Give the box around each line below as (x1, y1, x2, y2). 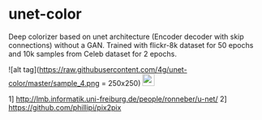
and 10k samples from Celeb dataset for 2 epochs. (8, 49, 177, 58)
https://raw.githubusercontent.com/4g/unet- (39, 64, 188, 74)
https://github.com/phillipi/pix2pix (8, 102, 122, 112)
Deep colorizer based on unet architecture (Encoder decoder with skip (8, 32, 245, 41)
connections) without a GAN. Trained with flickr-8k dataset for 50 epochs (8, 40, 254, 49)
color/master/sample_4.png (8, 78, 100, 88)
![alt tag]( (8, 64, 40, 74)
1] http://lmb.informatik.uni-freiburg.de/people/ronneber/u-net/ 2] (8, 94, 227, 104)
